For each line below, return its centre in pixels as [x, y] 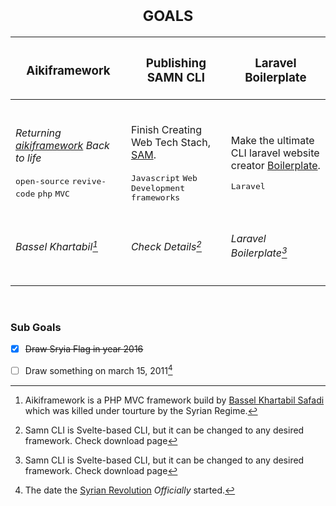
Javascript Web [164, 177]
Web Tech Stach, [171, 142]
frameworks [155, 197]
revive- [89, 181]
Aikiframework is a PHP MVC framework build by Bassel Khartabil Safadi [174, 400]
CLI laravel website [275, 153]
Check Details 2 [166, 246]
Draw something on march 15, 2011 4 [98, 369]
